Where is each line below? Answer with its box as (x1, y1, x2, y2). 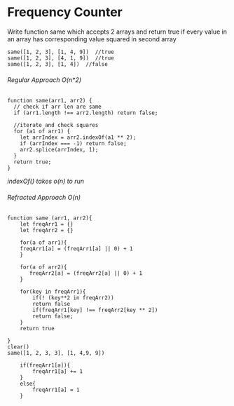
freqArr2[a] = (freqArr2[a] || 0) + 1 (29, 270, 142, 277)
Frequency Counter (7, 4, 123, 20)
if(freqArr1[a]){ (20, 362, 71, 369)
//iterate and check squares (13, 122, 99, 129)
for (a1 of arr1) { (13, 128, 71, 135)
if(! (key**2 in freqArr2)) (32, 295, 114, 302)
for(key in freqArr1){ (20, 288, 86, 295)
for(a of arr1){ (20, 239, 68, 246)
